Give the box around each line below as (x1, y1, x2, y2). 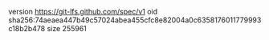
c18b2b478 (8, 24, 46, 33)
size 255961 (47, 24, 87, 33)
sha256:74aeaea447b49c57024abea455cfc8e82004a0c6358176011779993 (8, 15, 262, 25)
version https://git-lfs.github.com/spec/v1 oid (8, 7, 158, 16)
